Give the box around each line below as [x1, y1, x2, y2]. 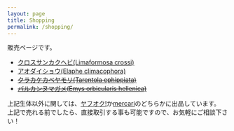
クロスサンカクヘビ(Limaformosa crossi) [17, 58, 135, 67]
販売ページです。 [7, 43, 56, 52]
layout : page [7, 10, 46, 18]
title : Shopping [7, 17, 55, 24]
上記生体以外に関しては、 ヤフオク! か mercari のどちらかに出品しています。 [7, 99, 221, 108]
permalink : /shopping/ [7, 23, 74, 30]
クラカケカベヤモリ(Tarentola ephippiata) [17, 76, 137, 84]
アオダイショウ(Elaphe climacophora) [17, 67, 126, 76]
